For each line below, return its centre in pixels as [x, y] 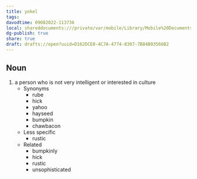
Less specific [39, 132]
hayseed [43, 113]
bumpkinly [45, 151]
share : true [21, 39]
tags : [13, 17]
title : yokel [22, 11]
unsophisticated [52, 169]
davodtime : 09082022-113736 [40, 22]
